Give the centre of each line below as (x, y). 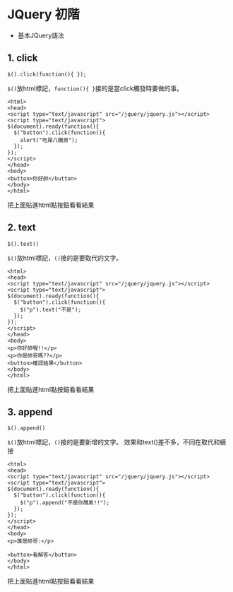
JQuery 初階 (43, 14)
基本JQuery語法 (41, 35)
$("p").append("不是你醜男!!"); (65, 503)
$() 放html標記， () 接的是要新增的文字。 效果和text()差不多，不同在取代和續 (117, 442)
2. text (22, 228)
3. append (30, 412)
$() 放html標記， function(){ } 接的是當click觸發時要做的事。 (95, 88)
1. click (23, 58)
